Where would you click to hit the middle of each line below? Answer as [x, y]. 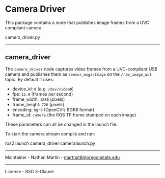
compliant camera [23, 27]
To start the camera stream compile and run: [50, 133]
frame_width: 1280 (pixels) [39, 99]
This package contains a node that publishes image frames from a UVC [77, 22]
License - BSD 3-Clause [29, 171]
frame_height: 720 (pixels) [38, 104]
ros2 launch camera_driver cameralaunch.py [50, 143]
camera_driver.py [23, 37]
